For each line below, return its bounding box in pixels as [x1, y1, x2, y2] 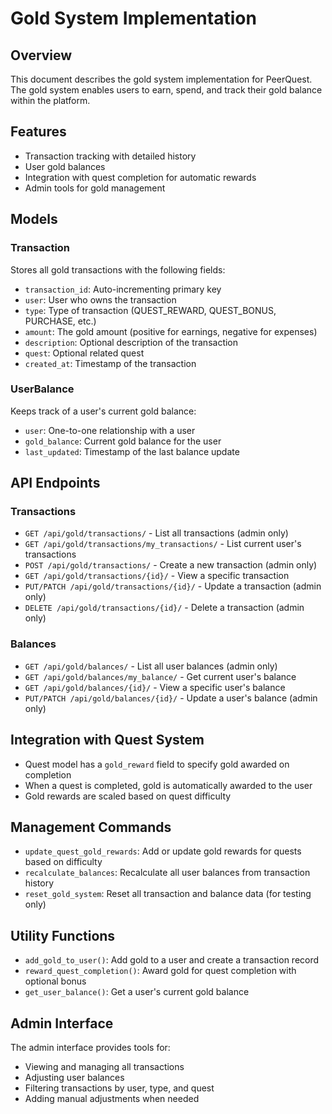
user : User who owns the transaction [24, 293, 177, 306]
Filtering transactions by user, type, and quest [24, 1082, 215, 1094]
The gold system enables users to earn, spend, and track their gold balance [10, 84, 323, 96]
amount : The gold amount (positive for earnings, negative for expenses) [24, 325, 318, 337]
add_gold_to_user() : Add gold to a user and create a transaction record [24, 954, 320, 966]
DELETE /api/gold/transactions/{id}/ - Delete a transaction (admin [24, 602, 305, 614]
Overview [10, 47, 73, 64]
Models [10, 211, 58, 228]
